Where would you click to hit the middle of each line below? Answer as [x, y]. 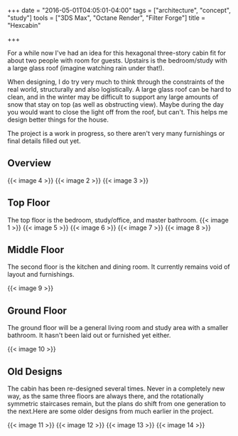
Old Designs [35, 372]
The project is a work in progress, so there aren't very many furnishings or [116, 133]
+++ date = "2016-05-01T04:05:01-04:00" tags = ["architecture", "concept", [119, 10]
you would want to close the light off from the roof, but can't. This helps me [118, 112]
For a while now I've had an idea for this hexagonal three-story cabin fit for [117, 53]
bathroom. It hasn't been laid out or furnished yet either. [89, 335]
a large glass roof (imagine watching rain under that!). [86, 68]
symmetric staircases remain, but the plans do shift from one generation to [117, 404]
